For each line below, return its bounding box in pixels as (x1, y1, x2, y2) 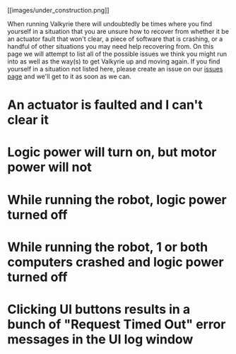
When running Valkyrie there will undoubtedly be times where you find (7, 20, 212, 28)
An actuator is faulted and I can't (7, 97, 203, 113)
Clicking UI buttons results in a (7, 301, 191, 317)
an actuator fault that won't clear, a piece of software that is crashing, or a (7, 35, 223, 43)
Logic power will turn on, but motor (7, 144, 217, 160)
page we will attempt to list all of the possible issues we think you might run (7, 49, 228, 58)
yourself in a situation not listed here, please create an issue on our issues (7, 65, 223, 73)
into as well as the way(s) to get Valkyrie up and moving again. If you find (7, 57, 220, 66)
